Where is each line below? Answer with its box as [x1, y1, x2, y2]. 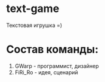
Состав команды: [6, 42, 98, 56]
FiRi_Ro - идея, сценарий [14, 68, 79, 76]
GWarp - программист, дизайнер [14, 62, 100, 69]
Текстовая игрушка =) [6, 22, 63, 29]
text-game [6, 2, 60, 16]
